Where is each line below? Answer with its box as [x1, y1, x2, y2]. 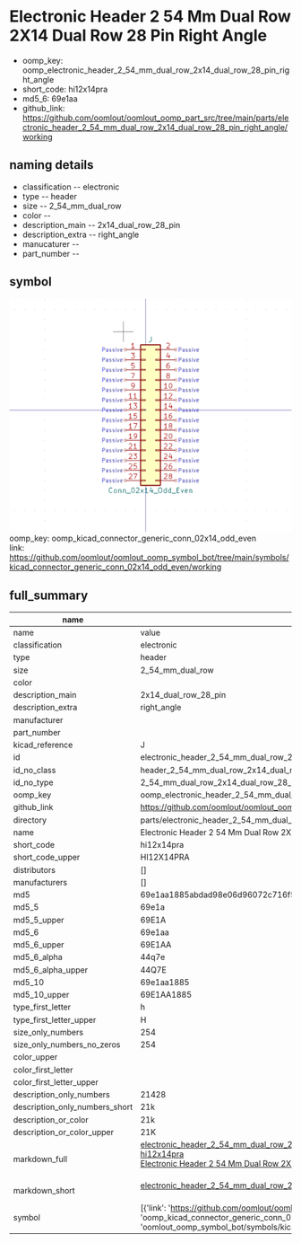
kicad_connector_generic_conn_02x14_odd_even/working [9, 561, 222, 572]
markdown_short [13, 1185, 75, 1195]
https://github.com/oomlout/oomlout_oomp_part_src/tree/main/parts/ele [21, 112, 289, 123]
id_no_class [13, 764, 56, 775]
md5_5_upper [13, 914, 64, 925]
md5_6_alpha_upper [13, 964, 88, 975]
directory [13, 815, 47, 825]
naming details [9, 157, 94, 172]
